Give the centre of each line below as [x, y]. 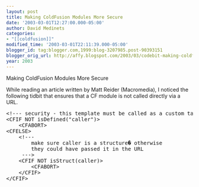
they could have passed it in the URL [87, 149]
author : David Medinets [36, 28]
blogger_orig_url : [29, 56]
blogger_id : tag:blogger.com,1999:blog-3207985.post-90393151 [84, 50]
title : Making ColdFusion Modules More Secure [65, 17]
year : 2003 [20, 61]
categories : [21, 34]
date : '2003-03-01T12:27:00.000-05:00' [55, 22]
